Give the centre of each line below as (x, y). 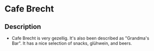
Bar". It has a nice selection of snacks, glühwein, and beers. (72, 43)
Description (23, 27)
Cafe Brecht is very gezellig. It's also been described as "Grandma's (80, 38)
